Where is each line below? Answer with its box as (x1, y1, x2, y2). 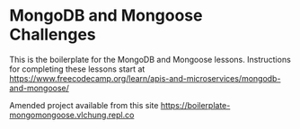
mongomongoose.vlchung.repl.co (9, 109, 135, 120)
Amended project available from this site (9, 99, 159, 110)
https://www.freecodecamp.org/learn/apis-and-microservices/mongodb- (9, 73, 281, 83)
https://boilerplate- (160, 99, 231, 110)
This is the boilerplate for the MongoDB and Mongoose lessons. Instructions (9, 54, 292, 64)
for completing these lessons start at (9, 64, 146, 74)
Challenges (9, 24, 96, 45)
